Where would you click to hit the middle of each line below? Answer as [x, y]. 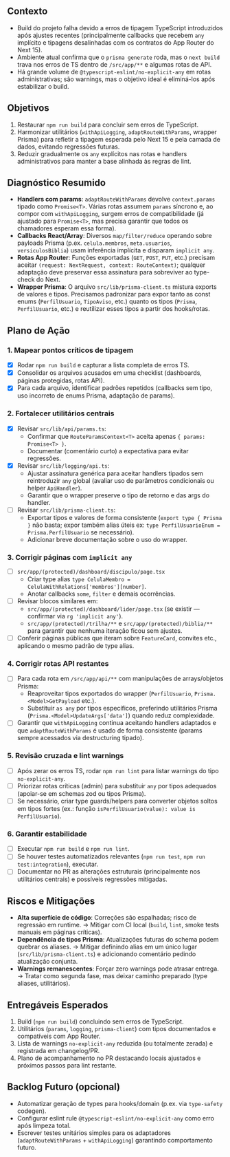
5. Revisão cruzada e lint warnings [66, 756]
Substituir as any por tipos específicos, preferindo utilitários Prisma [122, 709]
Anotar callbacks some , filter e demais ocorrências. [101, 594]
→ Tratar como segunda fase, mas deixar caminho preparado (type [112, 976]
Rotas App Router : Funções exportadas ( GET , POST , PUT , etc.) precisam [116, 258]
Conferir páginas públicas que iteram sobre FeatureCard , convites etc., [117, 638]
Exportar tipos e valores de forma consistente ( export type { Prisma [125, 517]
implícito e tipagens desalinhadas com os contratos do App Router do [115, 42]
